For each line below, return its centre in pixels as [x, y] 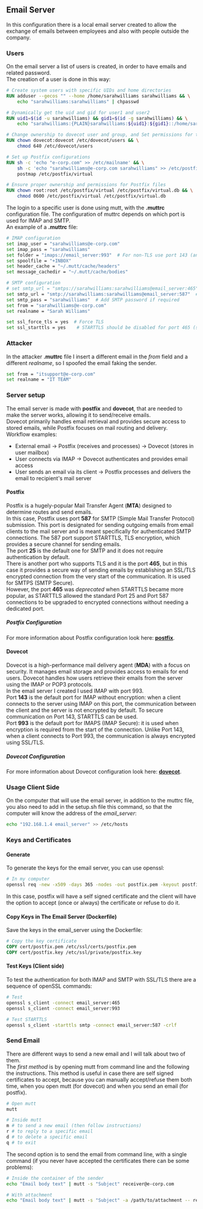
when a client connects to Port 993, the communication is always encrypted [101, 735]
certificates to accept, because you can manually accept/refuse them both [99, 1079]
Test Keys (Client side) [35, 966]
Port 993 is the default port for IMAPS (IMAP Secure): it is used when [93, 723]
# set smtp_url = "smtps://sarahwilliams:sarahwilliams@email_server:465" [102, 289]
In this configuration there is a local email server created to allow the [92, 24]
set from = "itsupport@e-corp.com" [51, 374]
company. [19, 37]
